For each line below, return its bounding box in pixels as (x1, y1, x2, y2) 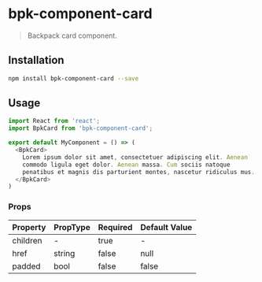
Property (12, 221, 46, 232)
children (12, 235, 42, 246)
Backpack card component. (27, 31, 118, 40)
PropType (54, 221, 90, 232)
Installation (8, 54, 65, 67)
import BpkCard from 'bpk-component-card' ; (8, 124, 153, 132)
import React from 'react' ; (8, 117, 101, 125)
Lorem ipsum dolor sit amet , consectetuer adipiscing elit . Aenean (22, 153, 248, 161)
